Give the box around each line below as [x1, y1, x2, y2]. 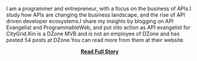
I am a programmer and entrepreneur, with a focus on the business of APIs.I [6, 5, 192, 12]
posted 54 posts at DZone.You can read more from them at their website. [6, 37, 185, 43]
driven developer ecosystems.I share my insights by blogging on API [6, 18, 174, 24]
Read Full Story [80, 48, 119, 55]
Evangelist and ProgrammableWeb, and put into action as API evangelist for [6, 24, 191, 31]
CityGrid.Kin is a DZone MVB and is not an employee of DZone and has [6, 30, 180, 37]
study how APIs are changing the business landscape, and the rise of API [6, 11, 186, 18]
